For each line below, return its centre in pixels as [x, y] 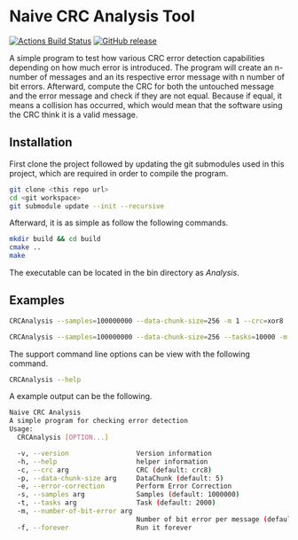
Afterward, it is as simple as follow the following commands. [119, 223]
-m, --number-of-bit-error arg [75, 512]
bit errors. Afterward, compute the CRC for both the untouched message [142, 86]
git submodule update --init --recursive [87, 206]
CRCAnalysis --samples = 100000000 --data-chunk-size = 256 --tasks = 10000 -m [149, 337]
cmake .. [25, 247]
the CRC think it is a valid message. [74, 114]
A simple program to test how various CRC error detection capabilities [137, 58]
